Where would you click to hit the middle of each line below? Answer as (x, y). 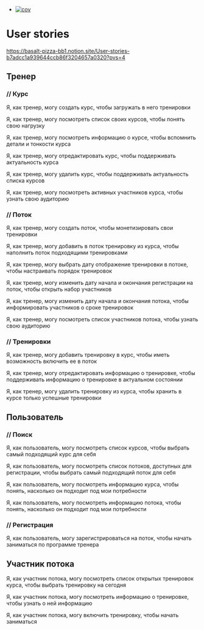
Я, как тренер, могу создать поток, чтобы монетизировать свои (90, 227)
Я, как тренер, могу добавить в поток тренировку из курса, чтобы (93, 246)
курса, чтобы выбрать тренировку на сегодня (66, 585)
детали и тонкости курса (39, 144)
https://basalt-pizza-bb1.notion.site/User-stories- (68, 51)
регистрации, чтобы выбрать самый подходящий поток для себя (91, 472)
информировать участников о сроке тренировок (70, 307)
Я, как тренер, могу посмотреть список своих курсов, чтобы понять (96, 119)
